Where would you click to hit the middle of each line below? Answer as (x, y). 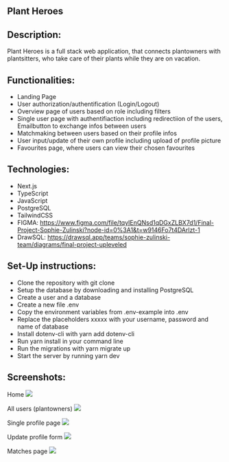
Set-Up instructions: (52, 266)
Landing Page (37, 97)
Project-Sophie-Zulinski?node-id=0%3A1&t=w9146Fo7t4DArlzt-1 (108, 230)
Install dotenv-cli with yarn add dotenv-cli (76, 333)
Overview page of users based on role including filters (94, 111)
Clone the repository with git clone (66, 283)
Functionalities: (41, 80)
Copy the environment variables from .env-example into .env (103, 311)
